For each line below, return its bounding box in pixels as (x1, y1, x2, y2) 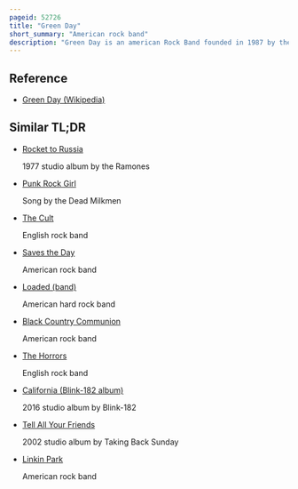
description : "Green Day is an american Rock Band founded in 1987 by (9, 37, 276, 47)
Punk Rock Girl (21, 178, 77, 188)
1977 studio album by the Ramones (21, 161, 151, 172)
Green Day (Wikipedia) (21, 94, 106, 105)
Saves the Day (21, 246, 75, 258)
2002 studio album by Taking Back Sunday (21, 437, 179, 447)
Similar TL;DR (9, 120, 86, 135)
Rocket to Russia (21, 143, 84, 154)
